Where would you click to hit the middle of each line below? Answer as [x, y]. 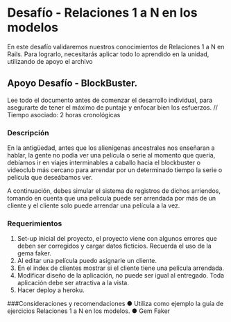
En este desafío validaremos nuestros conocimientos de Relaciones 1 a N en [116, 46]
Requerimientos [35, 223]
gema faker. [34, 253]
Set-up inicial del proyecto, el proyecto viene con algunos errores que [117, 239]
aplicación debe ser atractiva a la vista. [73, 283]
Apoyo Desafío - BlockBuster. [72, 84]
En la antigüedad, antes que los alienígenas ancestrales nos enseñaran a [111, 148]
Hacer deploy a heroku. [51, 290]
